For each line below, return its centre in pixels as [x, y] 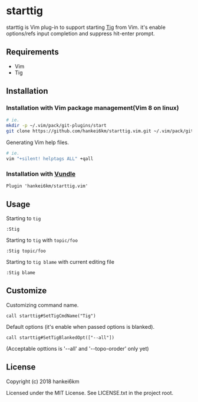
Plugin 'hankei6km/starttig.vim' [47, 186]
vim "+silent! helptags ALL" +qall [50, 158]
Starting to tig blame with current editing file [60, 262]
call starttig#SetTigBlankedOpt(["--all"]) [60, 338]
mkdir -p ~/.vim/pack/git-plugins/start [57, 126]
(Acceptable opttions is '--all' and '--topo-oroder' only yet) [77, 348]
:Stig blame [21, 273]
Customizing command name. [42, 305]
